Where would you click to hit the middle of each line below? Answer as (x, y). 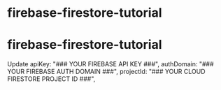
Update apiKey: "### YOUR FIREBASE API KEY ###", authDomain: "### (111, 64)
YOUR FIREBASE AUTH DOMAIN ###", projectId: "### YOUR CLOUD (106, 72)
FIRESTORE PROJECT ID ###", (51, 79)
